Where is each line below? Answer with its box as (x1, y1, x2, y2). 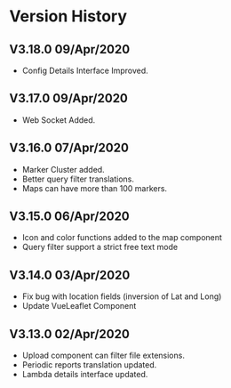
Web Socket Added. (21, 114, 96, 125)
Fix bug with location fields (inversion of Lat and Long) (21, 291, 222, 302)
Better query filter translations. (21, 174, 135, 184)
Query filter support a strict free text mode (21, 242, 179, 253)
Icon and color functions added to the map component (21, 232, 222, 243)
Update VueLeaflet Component (21, 301, 137, 311)
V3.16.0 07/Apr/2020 (9, 141, 129, 156)
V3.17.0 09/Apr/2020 (9, 91, 129, 106)
